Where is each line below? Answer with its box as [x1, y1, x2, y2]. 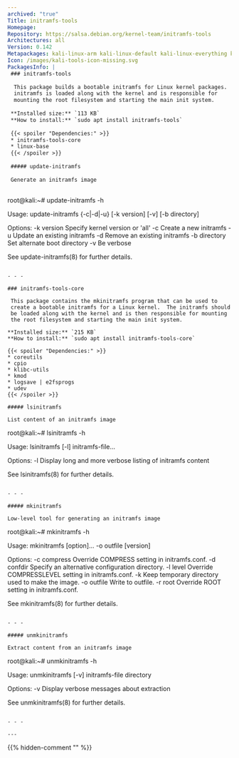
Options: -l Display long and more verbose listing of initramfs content [7, 456, 210, 464]
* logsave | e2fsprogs [7, 379, 75, 386]
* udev [7, 384, 27, 392]
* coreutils [7, 354, 43, 361]
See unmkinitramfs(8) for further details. [7, 698, 126, 707]
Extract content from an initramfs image [7, 644, 132, 651]
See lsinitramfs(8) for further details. [7, 470, 115, 478]
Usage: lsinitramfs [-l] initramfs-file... [7, 442, 116, 451]
